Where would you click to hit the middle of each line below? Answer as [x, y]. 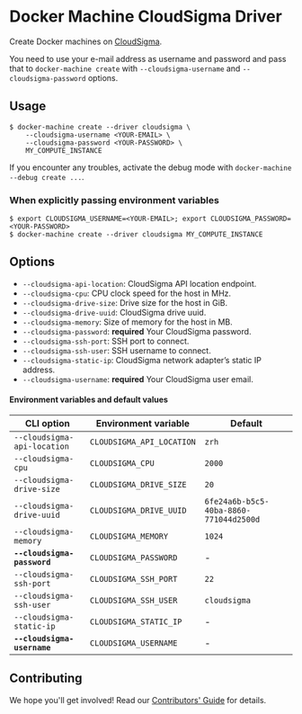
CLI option [47, 424]
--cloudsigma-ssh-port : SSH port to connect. [106, 341]
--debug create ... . [47, 176]
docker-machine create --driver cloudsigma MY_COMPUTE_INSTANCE [140, 235]
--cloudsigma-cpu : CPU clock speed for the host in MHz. [127, 293]
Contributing [46, 678]
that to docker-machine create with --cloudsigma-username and [125, 68]
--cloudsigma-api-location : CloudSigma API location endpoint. [139, 283]
